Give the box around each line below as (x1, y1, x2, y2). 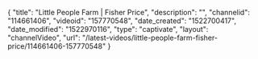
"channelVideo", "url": (7, 33, 81, 42)
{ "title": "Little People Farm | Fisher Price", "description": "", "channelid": (7, 8, 251, 17)
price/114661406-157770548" (7, 41, 106, 51)
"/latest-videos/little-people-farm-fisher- (82, 33, 218, 42)
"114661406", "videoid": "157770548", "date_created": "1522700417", (7, 16, 237, 26)
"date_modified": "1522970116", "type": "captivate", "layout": (7, 25, 209, 33)
